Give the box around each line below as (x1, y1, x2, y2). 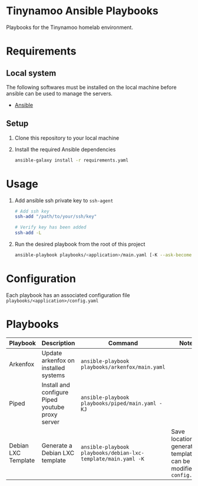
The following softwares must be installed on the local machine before (6, 83, 177, 91)
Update (41, 349, 62, 357)
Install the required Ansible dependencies (14, 146, 116, 153)
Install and (41, 381, 71, 389)
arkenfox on (41, 356, 75, 365)
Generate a (41, 441, 72, 449)
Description (41, 339, 75, 347)
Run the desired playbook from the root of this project (14, 241, 146, 248)
